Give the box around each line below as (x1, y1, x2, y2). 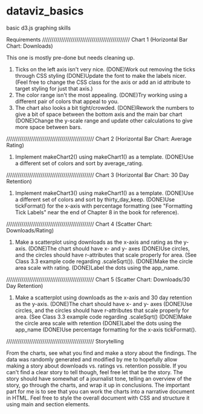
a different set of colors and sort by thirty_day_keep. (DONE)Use (14, 196, 175, 203)
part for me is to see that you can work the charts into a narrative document (6, 387, 195, 395)
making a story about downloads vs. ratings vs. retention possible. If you (6, 362, 187, 369)
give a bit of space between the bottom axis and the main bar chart (14, 110, 182, 118)
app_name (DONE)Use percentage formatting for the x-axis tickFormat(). (14, 326, 197, 333)
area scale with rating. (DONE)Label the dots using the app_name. (14, 264, 180, 271)
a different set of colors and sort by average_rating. (14, 159, 144, 167)
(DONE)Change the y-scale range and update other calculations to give (14, 116, 193, 124)
